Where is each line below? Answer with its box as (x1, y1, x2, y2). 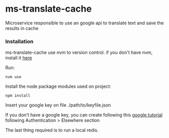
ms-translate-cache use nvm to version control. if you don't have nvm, (5, 49, 153, 56)
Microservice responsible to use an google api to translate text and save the (5, 20, 164, 26)
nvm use (5, 75, 22, 80)
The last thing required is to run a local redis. (5, 127, 99, 133)
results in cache (5, 25, 39, 31)
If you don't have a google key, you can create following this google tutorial (5, 112, 163, 118)
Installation (5, 38, 34, 45)
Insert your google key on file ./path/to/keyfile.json (5, 102, 111, 108)
